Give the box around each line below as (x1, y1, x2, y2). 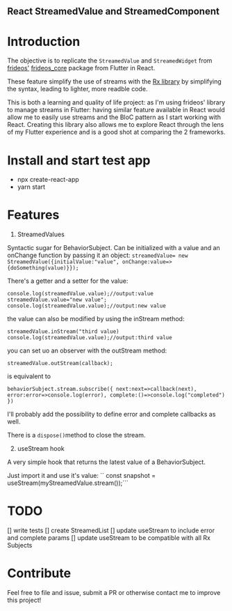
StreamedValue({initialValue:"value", (7, 258, 119, 265)
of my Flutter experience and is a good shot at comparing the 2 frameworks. (7, 128, 226, 137)
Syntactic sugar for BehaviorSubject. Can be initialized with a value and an (7, 244, 220, 252)
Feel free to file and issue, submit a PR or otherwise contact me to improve (7, 589, 221, 597)
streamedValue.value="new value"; (7, 296, 108, 304)
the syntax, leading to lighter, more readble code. (7, 85, 148, 93)
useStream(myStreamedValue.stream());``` (7, 479, 129, 487)
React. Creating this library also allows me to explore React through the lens (7, 121, 224, 129)
